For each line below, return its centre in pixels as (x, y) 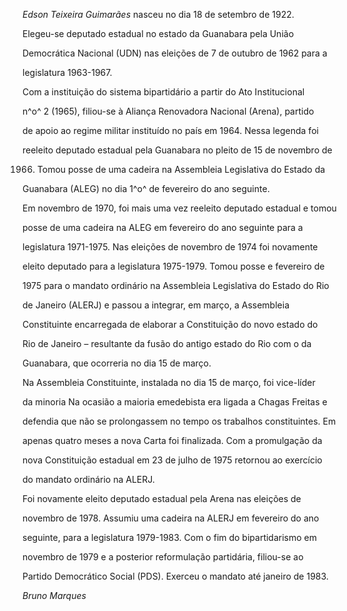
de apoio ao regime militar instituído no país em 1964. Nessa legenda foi (170, 130)
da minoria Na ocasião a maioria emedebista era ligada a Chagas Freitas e (175, 402)
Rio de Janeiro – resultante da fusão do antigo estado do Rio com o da (167, 343)
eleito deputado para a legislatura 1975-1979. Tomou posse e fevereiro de (173, 266)
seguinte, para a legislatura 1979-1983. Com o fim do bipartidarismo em (170, 537)
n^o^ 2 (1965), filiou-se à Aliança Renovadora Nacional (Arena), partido (168, 111)
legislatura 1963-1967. (67, 72)
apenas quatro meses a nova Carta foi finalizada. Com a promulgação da (172, 440)
